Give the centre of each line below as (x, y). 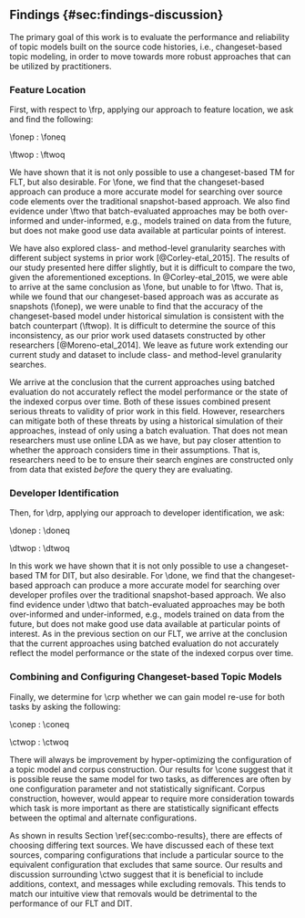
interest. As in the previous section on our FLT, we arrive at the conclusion (148, 634)
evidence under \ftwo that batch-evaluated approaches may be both (138, 211)
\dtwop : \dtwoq (40, 548)
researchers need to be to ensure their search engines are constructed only (152, 460)
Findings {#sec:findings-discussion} (117, 15)
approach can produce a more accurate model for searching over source (146, 192)
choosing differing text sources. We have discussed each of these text (142, 845)
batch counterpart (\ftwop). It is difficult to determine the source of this (142, 326)
